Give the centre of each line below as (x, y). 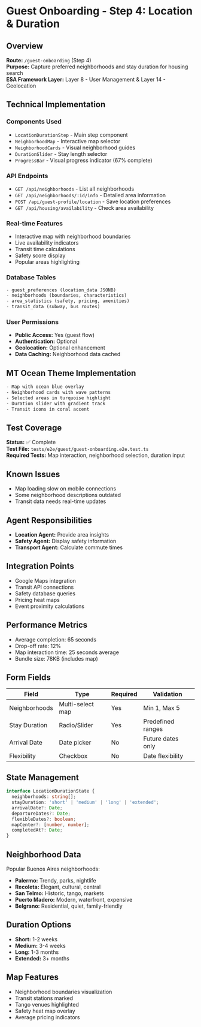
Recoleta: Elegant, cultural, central (58, 887)
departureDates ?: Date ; (41, 814)
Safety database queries (45, 593)
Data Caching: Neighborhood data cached (68, 354)
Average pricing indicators (47, 1017)
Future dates (161, 739)
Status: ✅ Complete (31, 442)
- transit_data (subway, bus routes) (53, 307)
